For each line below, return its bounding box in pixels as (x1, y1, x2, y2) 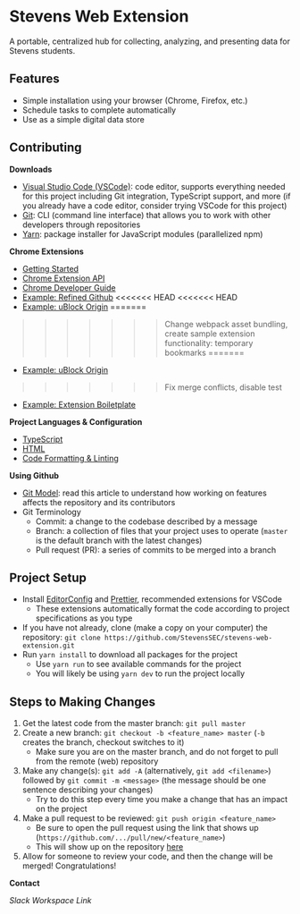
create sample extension (164, 328, 255, 339)
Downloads (9, 164, 53, 174)
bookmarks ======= (164, 347, 246, 358)
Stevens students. (9, 45, 76, 55)
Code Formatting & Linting (21, 453, 119, 463)
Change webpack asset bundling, (164, 318, 288, 329)
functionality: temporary (164, 337, 254, 348)
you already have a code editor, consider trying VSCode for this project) (21, 199, 287, 211)
